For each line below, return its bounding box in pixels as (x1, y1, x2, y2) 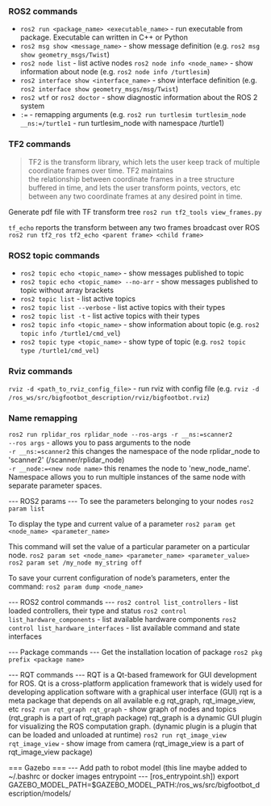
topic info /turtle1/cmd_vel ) (19, 328, 121, 338)
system (19, 101, 45, 111)
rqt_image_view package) (8, 747, 93, 757)
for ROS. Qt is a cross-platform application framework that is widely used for (8, 678, 263, 688)
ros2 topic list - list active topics (19, 293, 135, 304)
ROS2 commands (8, 6, 78, 17)
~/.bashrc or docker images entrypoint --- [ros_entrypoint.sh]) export (8, 771, 240, 781)
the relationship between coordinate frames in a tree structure (27, 174, 236, 183)
